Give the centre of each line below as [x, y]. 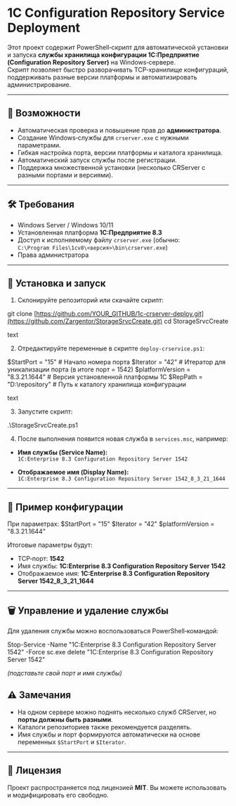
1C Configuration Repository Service [116, 13]
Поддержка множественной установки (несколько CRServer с [111, 167]
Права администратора [53, 255]
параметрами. [39, 145]
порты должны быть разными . [65, 719]
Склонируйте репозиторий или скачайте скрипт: [90, 300]
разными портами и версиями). [65, 175]
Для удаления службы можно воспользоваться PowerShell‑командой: [113, 631]
